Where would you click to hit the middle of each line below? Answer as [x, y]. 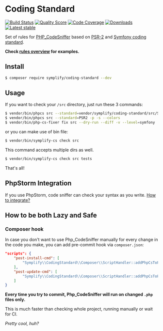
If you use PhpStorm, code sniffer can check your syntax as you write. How [81, 195]
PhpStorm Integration [38, 183]
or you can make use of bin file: [37, 132]
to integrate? [18, 200]
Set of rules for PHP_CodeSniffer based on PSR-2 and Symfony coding [76, 37]
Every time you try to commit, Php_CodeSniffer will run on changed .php [79, 295]
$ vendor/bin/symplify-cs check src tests [49, 158]
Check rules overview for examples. [42, 51]
